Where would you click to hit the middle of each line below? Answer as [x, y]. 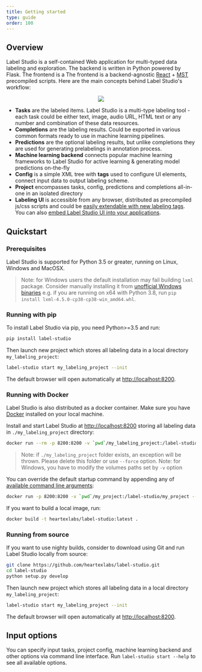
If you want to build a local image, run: [54, 508]
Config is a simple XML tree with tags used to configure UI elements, [101, 174]
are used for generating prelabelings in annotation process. [88, 149]
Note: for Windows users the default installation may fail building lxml [107, 280]
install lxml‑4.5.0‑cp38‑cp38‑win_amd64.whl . [78, 299]
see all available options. [37, 663]
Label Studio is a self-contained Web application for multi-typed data [92, 62]
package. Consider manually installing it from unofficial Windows [101, 286]
